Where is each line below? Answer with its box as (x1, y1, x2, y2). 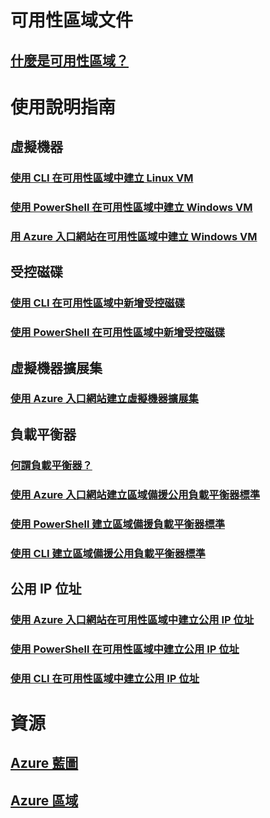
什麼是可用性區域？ (10, 52, 129, 69)
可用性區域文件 (10, 9, 134, 32)
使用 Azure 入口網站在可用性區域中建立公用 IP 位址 (10, 612, 255, 626)
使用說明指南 (10, 96, 117, 118)
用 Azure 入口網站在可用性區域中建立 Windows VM (10, 229, 258, 243)
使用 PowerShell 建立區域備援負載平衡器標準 (10, 517, 226, 531)
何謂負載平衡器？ (10, 458, 93, 472)
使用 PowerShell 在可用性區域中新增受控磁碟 (10, 326, 226, 340)
